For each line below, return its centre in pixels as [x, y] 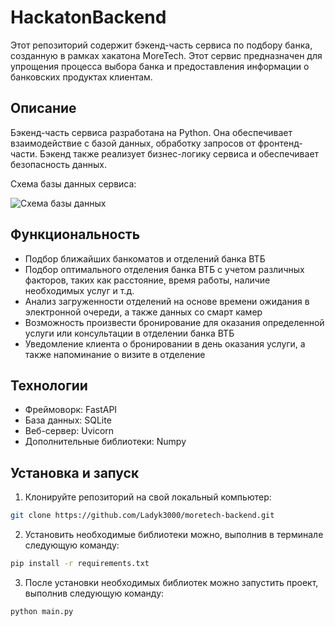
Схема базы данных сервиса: [73, 183]
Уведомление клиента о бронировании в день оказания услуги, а [165, 343]
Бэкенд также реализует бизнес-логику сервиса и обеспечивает [179, 153]
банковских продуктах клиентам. [81, 77]
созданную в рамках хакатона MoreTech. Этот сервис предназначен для [166, 55]
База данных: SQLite [68, 420]
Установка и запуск [75, 472]
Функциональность [75, 234]
